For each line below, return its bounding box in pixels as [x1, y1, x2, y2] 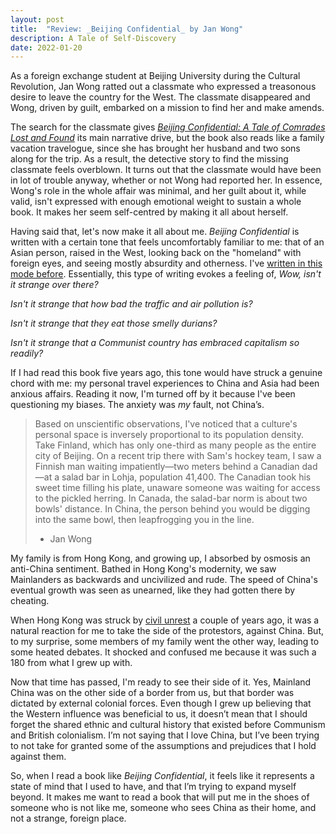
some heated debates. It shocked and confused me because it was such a [10, 646, 317, 658]
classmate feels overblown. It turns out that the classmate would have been [10, 164, 322, 176]
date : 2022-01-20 [10, 42, 83, 53]
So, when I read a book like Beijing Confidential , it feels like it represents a [10, 770, 315, 782]
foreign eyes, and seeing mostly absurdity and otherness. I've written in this [10, 257, 323, 270]
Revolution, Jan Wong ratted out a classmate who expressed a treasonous [10, 81, 317, 93]
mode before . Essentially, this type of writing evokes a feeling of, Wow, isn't [10, 268, 322, 280]
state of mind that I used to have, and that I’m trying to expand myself [10, 781, 297, 793]
